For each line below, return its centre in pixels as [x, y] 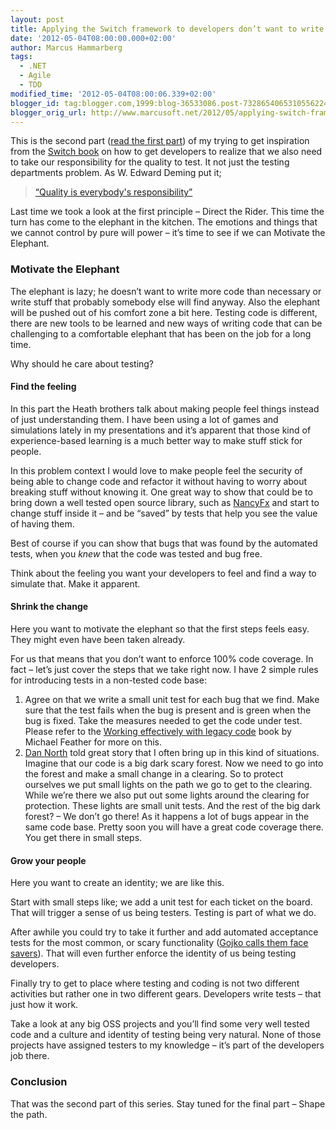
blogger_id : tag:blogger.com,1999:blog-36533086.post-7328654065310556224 [169, 103]
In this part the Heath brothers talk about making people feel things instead [165, 408]
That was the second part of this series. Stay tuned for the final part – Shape [168, 1103]
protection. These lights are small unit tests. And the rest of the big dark [172, 806]
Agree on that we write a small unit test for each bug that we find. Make [172, 700]
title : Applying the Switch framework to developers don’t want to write [167, 29]
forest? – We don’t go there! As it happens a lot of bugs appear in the [167, 817]
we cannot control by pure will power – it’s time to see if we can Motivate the [168, 233]
